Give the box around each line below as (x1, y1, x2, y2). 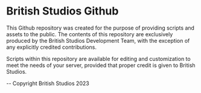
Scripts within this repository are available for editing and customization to (6, 55, 191, 62)
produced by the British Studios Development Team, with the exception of (6, 37, 190, 44)
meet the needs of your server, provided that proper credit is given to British (6, 62, 196, 69)
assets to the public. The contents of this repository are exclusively (6, 30, 173, 37)
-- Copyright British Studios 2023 (6, 80, 89, 87)
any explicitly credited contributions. (6, 43, 97, 51)
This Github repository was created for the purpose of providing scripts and (6, 24, 195, 31)
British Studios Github (6, 4, 119, 18)
